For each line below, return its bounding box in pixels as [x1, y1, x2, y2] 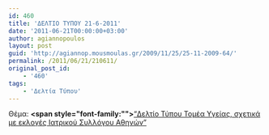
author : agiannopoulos [8, 34, 85, 43]
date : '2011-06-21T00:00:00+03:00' [8, 27, 129, 35]
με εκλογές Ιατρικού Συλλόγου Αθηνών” [8, 118, 147, 128]
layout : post [8, 42, 53, 50]
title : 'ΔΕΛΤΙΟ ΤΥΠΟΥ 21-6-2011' [8, 19, 122, 27]
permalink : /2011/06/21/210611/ [8, 57, 117, 65]
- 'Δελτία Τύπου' [23, 86, 82, 95]
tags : [8, 79, 27, 87]
